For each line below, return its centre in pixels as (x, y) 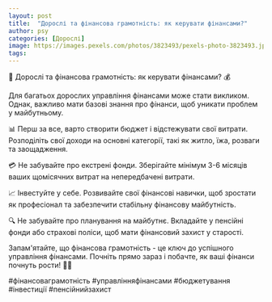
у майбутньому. (36, 113)
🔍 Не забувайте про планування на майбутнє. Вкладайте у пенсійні (126, 220)
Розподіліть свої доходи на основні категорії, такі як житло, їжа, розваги (134, 141)
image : (19, 46)
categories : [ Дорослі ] (47, 38)
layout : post (30, 16)
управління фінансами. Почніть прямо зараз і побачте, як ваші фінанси (132, 256)
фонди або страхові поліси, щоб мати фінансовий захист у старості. (126, 232)
